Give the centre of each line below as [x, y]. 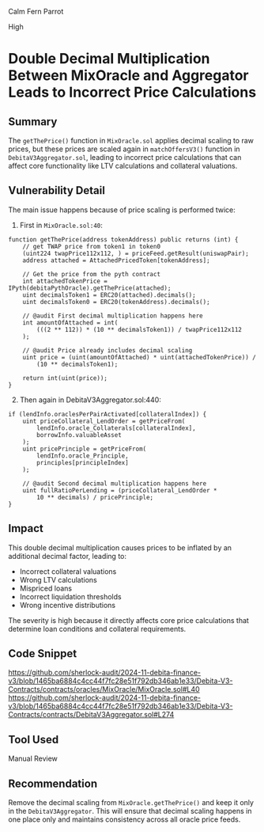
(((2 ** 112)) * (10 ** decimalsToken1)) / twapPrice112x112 [140, 329]
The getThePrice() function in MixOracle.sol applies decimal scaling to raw [131, 141]
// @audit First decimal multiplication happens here [113, 316]
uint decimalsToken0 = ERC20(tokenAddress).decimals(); [117, 302]
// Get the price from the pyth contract [91, 274]
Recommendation [53, 783]
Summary [33, 122]
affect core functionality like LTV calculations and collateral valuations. [123, 166]
